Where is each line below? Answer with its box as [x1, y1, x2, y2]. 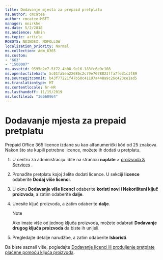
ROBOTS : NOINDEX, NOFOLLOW [5, 39, 60, 44]
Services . [12, 162, 33, 168]
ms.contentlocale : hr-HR [5, 85, 56, 90]
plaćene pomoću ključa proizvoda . [5, 249, 75, 256]
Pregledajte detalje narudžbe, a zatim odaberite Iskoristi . [12, 234, 128, 241]
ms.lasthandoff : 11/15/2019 [5, 89, 63, 94]
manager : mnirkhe [5, 21, 41, 26]
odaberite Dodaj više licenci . [12, 176, 71, 182]
